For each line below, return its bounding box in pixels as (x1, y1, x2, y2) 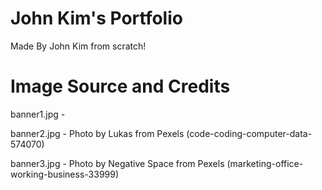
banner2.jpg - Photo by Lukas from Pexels (10, 127, 185, 139)
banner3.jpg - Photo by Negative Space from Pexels (10, 157, 225, 169)
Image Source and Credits (10, 75, 231, 98)
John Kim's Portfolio (10, 7, 183, 30)
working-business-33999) (10, 168, 120, 180)
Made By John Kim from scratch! (10, 40, 147, 52)
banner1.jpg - (10, 108, 66, 120)
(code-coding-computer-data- (186, 127, 313, 139)
